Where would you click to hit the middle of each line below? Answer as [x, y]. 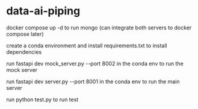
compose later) [25, 34]
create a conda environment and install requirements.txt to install [87, 46]
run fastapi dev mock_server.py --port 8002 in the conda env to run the [95, 63]
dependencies [24, 52]
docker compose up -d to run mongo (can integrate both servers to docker [99, 28]
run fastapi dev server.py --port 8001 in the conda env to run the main [93, 81]
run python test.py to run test [42, 99]
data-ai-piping [43, 11]
